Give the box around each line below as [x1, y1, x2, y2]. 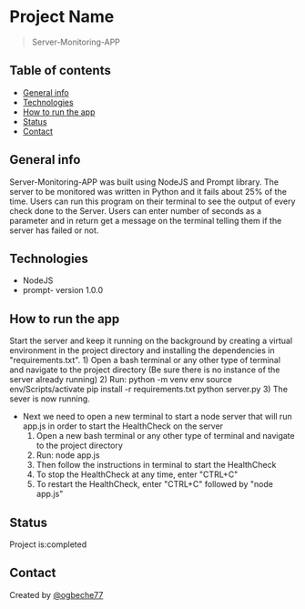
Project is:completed [9, 539, 87, 550]
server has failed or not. [9, 225, 99, 236]
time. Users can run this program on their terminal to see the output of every [9, 196, 296, 207]
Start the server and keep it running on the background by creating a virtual [9, 335, 293, 347]
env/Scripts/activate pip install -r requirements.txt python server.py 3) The [9, 384, 289, 395]
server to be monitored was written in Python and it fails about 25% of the [9, 186, 287, 197]
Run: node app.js [36, 450, 100, 461]
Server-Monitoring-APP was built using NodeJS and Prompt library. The [9, 176, 280, 188]
